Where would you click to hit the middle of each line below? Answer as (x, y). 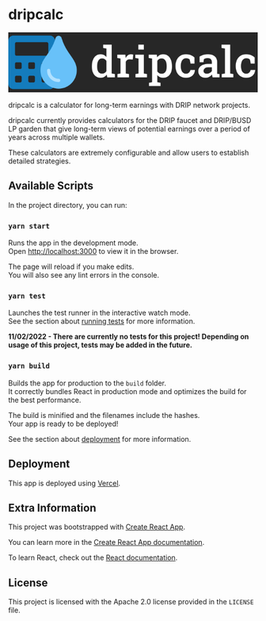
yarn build (29, 366)
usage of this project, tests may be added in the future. (100, 345)
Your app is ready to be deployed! (63, 424)
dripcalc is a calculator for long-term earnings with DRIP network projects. (129, 105)
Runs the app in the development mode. (73, 243)
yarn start (29, 226)
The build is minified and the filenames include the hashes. (104, 415)
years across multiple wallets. (57, 137)
